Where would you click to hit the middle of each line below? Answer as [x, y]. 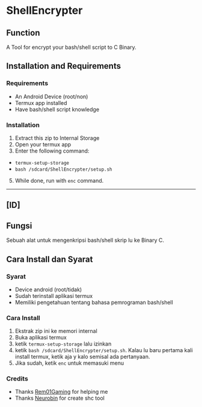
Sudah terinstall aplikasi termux [54, 295]
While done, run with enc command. [59, 180]
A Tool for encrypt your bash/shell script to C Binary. [71, 47]
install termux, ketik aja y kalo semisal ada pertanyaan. [82, 357]
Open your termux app [43, 144]
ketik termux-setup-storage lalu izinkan [63, 344]
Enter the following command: [52, 151]
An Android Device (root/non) [51, 96]
